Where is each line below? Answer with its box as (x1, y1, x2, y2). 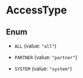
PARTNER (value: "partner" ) (14, 54, 77, 60)
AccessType (6, 4, 67, 17)
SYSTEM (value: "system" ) (14, 65, 73, 72)
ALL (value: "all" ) (14, 42, 57, 49)
